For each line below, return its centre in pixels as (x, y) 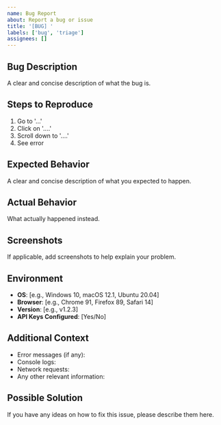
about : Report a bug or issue (50, 20)
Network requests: (43, 369)
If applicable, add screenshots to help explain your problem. (92, 257)
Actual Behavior (42, 202)
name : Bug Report (32, 13)
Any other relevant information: (61, 376)
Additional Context (48, 338)
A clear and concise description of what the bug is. (79, 83)
